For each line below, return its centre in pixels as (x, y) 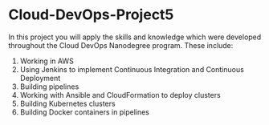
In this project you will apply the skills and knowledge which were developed (135, 37)
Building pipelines (49, 87)
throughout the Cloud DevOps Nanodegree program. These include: (121, 45)
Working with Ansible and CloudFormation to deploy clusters (120, 95)
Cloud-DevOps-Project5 (91, 15)
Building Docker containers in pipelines (85, 112)
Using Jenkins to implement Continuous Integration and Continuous (132, 69)
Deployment (40, 78)
